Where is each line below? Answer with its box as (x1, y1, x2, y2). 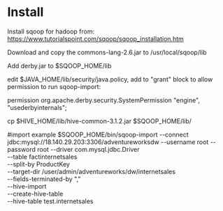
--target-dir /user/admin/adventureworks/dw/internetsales (7, 167, 176, 175)
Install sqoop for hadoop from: (7, 27, 95, 36)
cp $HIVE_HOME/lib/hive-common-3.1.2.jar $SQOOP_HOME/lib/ (7, 116, 192, 125)
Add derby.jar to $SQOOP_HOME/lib (7, 61, 112, 70)
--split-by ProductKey (7, 159, 70, 168)
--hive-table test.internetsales (7, 196, 94, 205)
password (7, 145, 36, 153)
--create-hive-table (7, 189, 64, 198)
